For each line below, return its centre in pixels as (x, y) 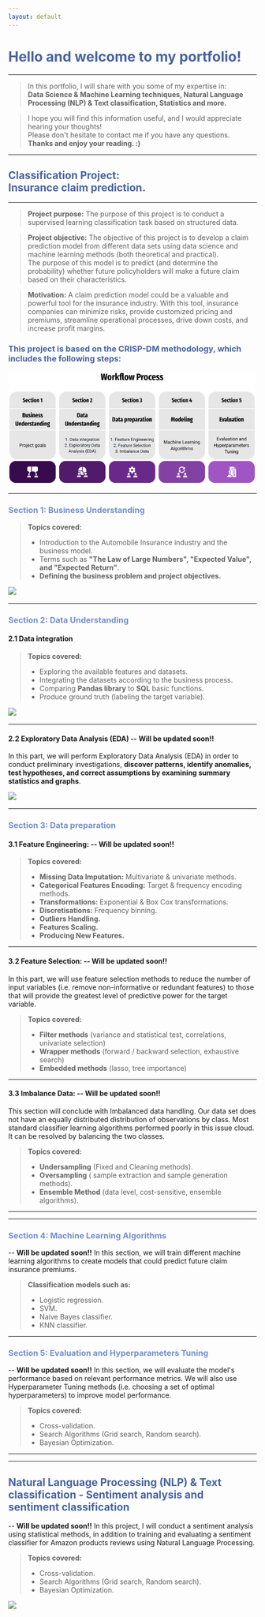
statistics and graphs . (45, 781)
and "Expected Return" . (79, 567)
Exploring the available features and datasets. (113, 672)
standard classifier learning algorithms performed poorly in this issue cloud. (131, 1128)
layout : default (35, 17)
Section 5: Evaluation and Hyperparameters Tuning (108, 1353)
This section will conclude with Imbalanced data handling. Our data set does (132, 1111)
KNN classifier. (63, 1325)
